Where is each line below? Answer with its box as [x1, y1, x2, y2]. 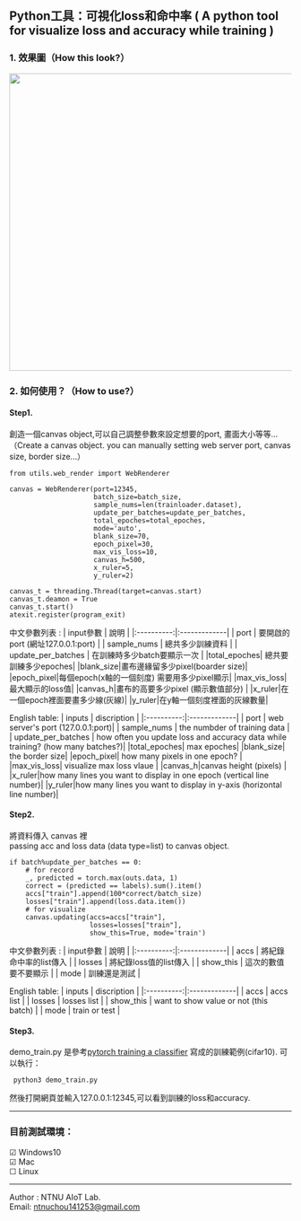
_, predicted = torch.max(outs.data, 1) [25, 874, 178, 883]
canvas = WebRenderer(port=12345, [9, 484, 139, 494]
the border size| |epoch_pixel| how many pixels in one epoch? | [9, 751, 243, 761]
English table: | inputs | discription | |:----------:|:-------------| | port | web [9, 712, 284, 723]
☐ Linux [9, 1165, 39, 1176]
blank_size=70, [93, 531, 150, 540]
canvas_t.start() [9, 602, 74, 611]
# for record [25, 865, 74, 875]
